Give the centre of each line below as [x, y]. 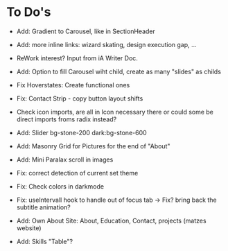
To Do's [29, 12]
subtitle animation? [43, 207]
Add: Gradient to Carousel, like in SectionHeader [86, 31]
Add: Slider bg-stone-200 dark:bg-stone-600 [81, 132]
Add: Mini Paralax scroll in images [65, 159]
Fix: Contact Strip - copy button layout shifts [80, 98]
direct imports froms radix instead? [67, 119]
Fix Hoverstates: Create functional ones [73, 85]
